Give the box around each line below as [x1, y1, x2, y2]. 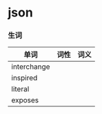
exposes [11, 95, 39, 105]
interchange [11, 62, 50, 71]
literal [11, 84, 30, 94]
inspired [11, 73, 38, 83]
